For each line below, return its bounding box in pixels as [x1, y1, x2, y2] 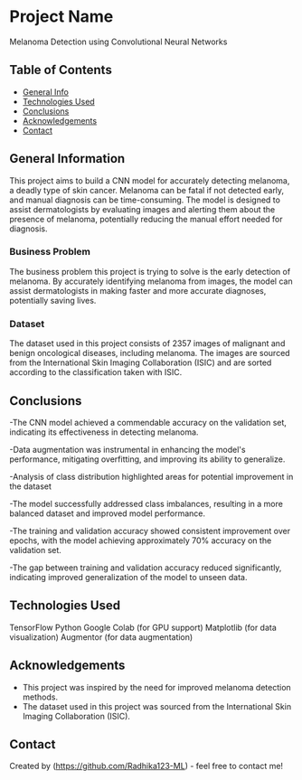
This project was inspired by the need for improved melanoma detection [22, 681, 291, 692]
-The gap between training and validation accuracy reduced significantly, [9, 562, 282, 573]
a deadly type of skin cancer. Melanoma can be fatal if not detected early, [9, 184, 285, 195]
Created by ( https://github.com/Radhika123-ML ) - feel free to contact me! [9, 761, 283, 772]
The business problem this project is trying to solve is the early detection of [9, 266, 291, 277]
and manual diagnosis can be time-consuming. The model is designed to [9, 194, 280, 205]
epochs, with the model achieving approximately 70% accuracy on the [9, 535, 272, 546]
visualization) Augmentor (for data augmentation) [9, 631, 193, 643]
